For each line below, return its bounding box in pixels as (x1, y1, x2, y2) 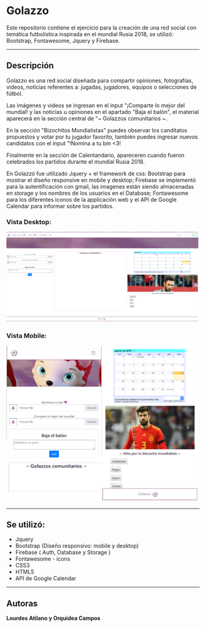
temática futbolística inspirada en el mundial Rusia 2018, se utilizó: (6, 30, 174, 37)
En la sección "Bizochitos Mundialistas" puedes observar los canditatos (6, 126, 188, 134)
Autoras (6, 598, 38, 608)
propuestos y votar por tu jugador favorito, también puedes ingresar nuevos (6, 133, 198, 140)
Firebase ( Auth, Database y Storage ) (15, 549, 111, 556)
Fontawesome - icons (15, 555, 71, 562)
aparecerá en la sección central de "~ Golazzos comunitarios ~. (6, 115, 167, 122)
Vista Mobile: (6, 331, 47, 340)
